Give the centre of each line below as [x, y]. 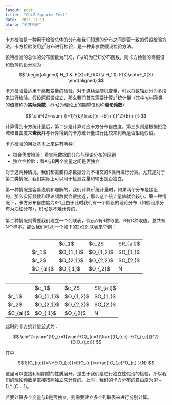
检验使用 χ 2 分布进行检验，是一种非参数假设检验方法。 [79, 46]
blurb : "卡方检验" [24, 24]
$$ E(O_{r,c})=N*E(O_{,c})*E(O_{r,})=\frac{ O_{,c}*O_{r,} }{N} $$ [86, 363]
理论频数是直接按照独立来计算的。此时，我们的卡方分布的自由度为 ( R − [88, 380]
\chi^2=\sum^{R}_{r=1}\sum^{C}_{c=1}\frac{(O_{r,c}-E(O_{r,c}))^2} [90, 337]
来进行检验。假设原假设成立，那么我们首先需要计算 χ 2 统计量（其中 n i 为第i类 [84, 98]
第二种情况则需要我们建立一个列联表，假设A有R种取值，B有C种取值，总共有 [85, 221]
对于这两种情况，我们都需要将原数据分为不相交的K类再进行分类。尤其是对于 [85, 172]
